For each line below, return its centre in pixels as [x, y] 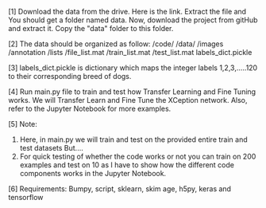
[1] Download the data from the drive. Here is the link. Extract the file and [127, 12]
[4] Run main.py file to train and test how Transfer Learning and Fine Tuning [132, 92]
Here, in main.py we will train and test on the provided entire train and [133, 139]
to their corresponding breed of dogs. [70, 76]
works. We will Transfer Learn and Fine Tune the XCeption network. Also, [128, 100]
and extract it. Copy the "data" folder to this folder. [91, 28]
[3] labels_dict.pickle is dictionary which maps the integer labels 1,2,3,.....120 [133, 68]
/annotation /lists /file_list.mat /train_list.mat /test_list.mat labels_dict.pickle [130, 52]
